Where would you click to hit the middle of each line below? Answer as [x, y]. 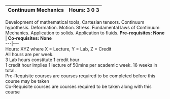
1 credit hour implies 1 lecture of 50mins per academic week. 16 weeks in [81, 65]
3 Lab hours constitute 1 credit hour [42, 60]
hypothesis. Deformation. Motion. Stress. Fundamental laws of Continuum [82, 28]
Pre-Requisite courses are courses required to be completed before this [80, 76]
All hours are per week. [30, 54]
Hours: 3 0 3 [84, 10]
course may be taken [27, 81]
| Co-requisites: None [29, 38]
